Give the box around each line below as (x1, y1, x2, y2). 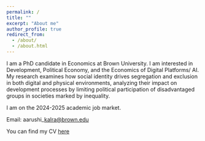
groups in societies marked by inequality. (6, 92, 110, 99)
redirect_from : (6, 32, 45, 38)
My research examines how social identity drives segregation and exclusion (6, 73, 198, 80)
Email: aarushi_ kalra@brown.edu (6, 115, 89, 123)
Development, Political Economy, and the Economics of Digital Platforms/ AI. (6, 66, 199, 73)
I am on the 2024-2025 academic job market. (6, 104, 122, 111)
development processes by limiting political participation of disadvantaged (6, 85, 195, 93)
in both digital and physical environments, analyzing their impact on (6, 79, 177, 86)
